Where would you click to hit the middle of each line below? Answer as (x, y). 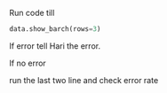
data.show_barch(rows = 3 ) (55, 29)
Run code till (32, 13)
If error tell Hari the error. (55, 46)
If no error (28, 63)
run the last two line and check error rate (84, 80)
